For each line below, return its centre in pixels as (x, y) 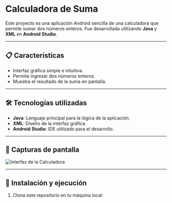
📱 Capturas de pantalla (42, 149)
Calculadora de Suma (52, 9)
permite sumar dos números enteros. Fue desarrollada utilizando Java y (81, 28)
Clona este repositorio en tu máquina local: (58, 195)
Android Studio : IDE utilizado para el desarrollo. (63, 129)
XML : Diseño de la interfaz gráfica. (50, 123)
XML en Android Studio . (31, 34)
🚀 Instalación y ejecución (46, 183)
